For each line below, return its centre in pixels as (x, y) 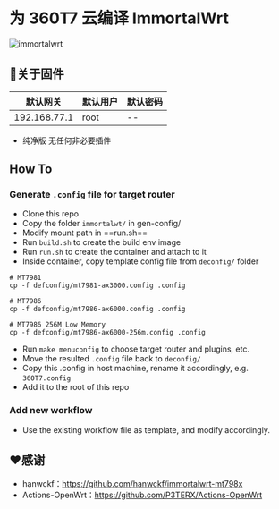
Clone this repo (50, 214)
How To (31, 170)
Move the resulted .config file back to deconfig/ (111, 359)
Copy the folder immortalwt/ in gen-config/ (101, 224)
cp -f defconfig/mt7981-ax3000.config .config (97, 286)
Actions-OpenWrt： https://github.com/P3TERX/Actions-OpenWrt (142, 495)
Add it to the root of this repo (76, 387)
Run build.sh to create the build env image (101, 242)
